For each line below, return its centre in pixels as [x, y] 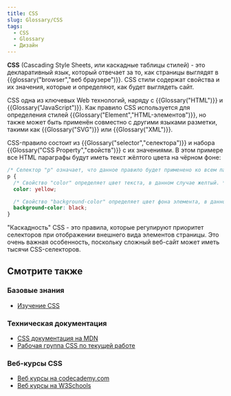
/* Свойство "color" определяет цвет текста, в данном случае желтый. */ [121, 183]
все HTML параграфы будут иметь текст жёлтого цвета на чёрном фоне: [114, 157]
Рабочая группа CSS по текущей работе [76, 346]
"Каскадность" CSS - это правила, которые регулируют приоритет [106, 228]
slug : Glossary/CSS [35, 20]
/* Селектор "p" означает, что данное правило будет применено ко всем [112, 170]
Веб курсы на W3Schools [54, 386]
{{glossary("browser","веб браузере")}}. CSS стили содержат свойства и [113, 79]
